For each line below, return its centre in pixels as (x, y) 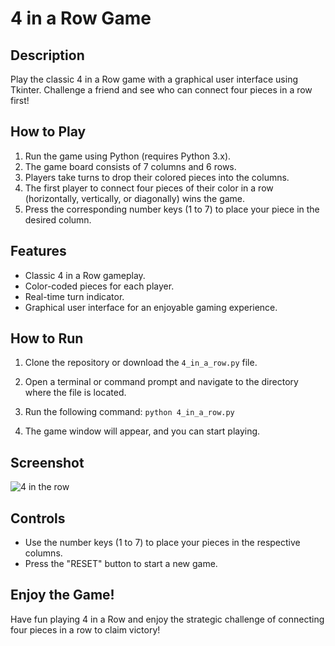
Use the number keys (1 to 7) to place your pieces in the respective (162, 543)
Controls (38, 518)
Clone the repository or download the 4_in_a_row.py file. (141, 363)
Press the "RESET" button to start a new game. (121, 564)
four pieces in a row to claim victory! (85, 629)
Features (38, 251)
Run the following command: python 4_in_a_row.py (129, 412)
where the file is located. (75, 393)
